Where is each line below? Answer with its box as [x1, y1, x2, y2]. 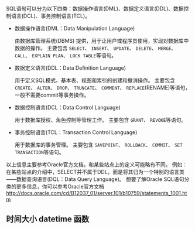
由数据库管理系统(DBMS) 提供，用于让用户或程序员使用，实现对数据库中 [14, 37, 189, 44]
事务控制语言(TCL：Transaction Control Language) [14, 129, 138, 136]
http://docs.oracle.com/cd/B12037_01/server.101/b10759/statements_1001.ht [6, 190, 187, 196]
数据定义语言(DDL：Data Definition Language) [14, 64, 126, 71]
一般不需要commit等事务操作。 [14, 91, 90, 98]
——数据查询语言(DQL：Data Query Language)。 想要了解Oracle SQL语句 [6, 176, 184, 183]
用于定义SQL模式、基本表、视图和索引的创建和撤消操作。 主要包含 [14, 77, 176, 84]
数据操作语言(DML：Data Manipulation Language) [14, 25, 135, 32]
